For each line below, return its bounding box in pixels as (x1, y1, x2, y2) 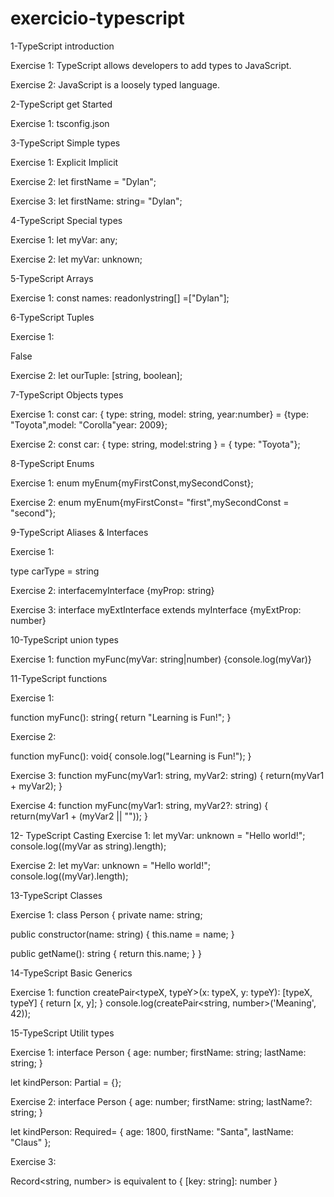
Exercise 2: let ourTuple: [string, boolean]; (10, 369, 183, 381)
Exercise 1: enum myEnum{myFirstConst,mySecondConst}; (10, 477, 254, 489)
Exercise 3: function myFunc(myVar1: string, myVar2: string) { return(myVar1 (10, 769, 325, 781)
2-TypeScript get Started (10, 98, 113, 110)
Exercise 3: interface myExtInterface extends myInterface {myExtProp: (10, 603, 302, 616)
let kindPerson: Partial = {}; (10, 1076, 122, 1088)
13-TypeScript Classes (10, 889, 103, 901)
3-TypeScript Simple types (10, 137, 121, 149)
